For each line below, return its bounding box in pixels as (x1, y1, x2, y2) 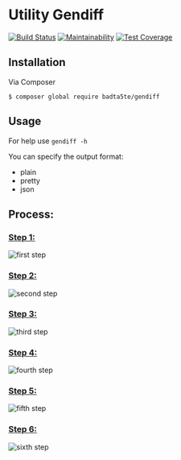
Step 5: (8, 385, 38, 396)
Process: (8, 207, 54, 221)
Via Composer (8, 77, 56, 86)
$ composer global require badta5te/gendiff (8, 93, 160, 101)
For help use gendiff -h (8, 135, 88, 146)
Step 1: (8, 231, 35, 242)
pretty (19, 176, 40, 185)
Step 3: (8, 309, 38, 320)
